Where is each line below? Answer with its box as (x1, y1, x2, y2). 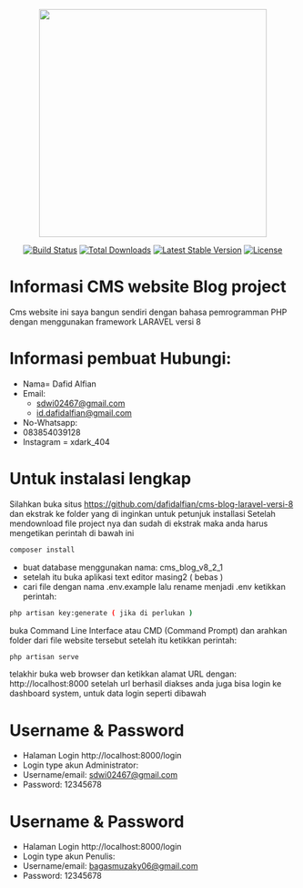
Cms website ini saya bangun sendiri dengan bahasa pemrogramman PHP (9, 306, 288, 317)
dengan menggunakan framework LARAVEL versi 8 (9, 315, 202, 327)
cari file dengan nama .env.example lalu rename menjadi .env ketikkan (22, 581, 287, 592)
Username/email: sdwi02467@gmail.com (22, 769, 178, 780)
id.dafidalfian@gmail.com (35, 407, 132, 418)
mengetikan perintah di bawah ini (9, 527, 135, 538)
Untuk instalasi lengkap (9, 469, 192, 490)
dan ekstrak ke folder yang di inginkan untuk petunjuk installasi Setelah (9, 508, 276, 519)
